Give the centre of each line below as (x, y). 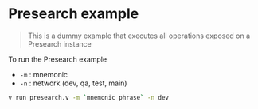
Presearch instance (59, 43)
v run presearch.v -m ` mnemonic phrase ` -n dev (89, 97)
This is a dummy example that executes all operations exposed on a (139, 36)
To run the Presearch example (58, 59)
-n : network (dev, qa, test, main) (73, 83)
